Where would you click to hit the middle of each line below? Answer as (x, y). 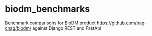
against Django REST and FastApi (67, 28)
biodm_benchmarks (48, 9)
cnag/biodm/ (18, 28)
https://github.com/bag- (122, 23)
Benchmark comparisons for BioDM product (50, 23)
